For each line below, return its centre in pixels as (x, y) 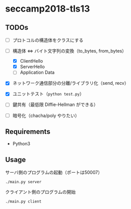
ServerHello (32, 67)
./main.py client (23, 202)
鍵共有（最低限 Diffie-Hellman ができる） (55, 104)
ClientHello (31, 61)
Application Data (37, 72)
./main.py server (23, 182)
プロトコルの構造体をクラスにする (48, 40)
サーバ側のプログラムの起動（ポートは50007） (54, 173)
